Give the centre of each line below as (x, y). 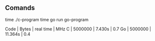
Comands (20, 8)
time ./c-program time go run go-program (47, 19)
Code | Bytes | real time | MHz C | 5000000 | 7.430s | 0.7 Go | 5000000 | (78, 29)
